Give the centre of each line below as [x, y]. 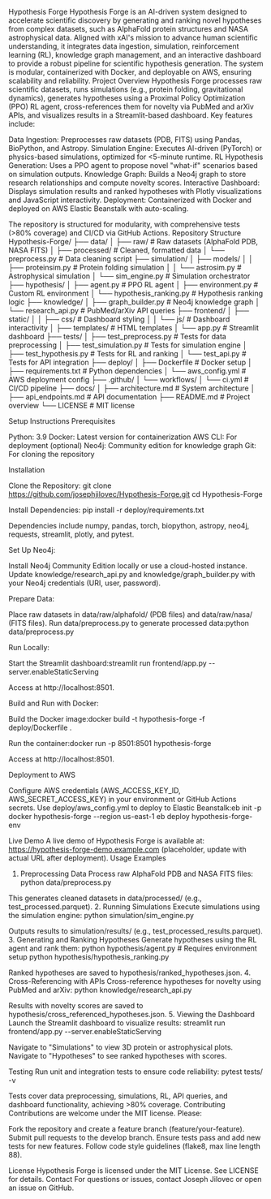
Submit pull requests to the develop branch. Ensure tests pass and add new [135, 1137]
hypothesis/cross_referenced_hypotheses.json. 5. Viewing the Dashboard [132, 1014]
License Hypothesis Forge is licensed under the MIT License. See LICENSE [134, 1171]
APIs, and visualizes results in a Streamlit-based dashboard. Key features [131, 115]
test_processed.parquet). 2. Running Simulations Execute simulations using [134, 907]
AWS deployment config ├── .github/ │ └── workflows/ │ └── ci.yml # [129, 380]
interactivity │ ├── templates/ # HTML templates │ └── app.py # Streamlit [134, 328]
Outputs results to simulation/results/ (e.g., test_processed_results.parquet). [136, 931]
